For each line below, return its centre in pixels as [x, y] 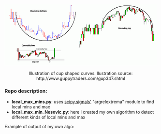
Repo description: [26, 91]
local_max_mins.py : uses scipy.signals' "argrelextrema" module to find [83, 102]
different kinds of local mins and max [48, 117]
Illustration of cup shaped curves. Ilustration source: [81, 74]
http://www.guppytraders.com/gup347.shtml [81, 78]
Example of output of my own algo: [39, 126]
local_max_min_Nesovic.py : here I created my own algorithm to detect [83, 112]
